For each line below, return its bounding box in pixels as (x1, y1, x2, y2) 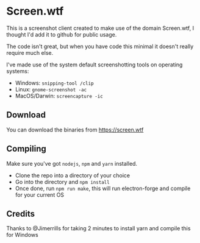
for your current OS (15, 191, 65, 199)
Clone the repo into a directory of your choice (15, 172, 130, 179)
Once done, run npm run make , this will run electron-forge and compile (15, 185, 191, 192)
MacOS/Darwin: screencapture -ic (15, 92, 104, 99)
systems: (6, 67, 29, 74)
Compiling (6, 144, 47, 154)
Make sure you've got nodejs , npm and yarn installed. (6, 160, 138, 167)
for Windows (6, 231, 38, 239)
